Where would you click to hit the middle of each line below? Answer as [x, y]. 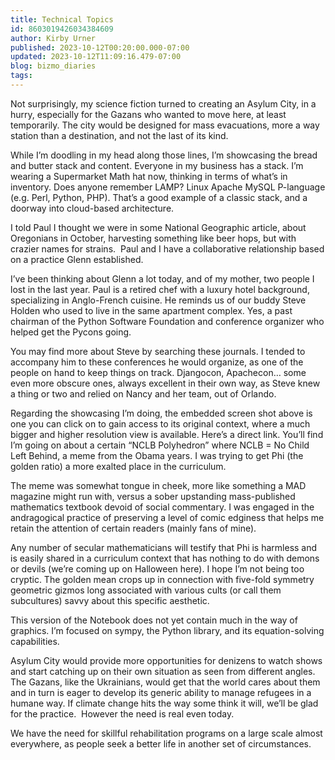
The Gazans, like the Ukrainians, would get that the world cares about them [165, 682]
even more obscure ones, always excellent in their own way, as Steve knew [165, 383]
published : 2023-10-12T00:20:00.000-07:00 [100, 47]
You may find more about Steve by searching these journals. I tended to [158, 351]
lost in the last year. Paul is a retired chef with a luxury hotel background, [160, 289]
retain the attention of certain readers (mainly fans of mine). [133, 528]
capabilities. [35, 641]
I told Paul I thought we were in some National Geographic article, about [158, 227]
